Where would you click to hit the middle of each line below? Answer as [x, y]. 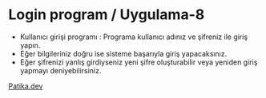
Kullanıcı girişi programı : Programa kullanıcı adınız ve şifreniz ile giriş [134, 37]
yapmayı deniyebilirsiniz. [60, 70]
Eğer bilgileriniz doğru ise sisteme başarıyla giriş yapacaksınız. [123, 53]
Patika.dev [26, 86]
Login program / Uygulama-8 [107, 15]
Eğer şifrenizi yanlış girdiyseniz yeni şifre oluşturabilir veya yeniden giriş [139, 62]
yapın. [30, 45]
